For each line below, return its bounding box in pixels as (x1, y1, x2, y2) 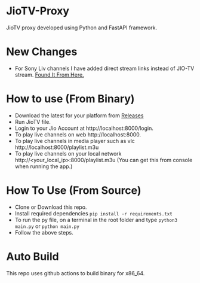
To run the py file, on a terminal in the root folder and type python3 (14, 216, 178, 223)
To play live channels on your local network (14, 150, 122, 157)
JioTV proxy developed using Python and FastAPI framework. (6, 24, 158, 31)
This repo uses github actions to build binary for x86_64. (6, 269, 145, 276)
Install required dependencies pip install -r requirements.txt (14, 209, 173, 217)
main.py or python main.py (14, 223, 79, 230)
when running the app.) (14, 163, 73, 170)
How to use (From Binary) (6, 92, 135, 106)
